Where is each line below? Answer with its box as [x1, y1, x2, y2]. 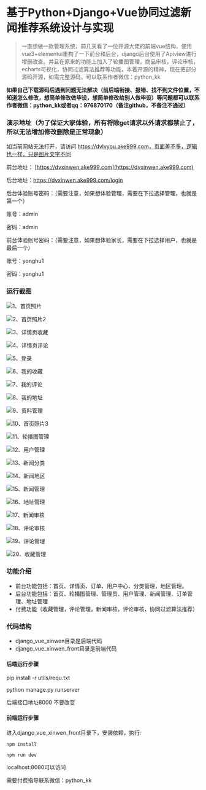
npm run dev [6, 752, 37, 758]
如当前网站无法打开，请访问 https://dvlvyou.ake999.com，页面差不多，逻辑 [6, 143, 197, 151]
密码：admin [6, 224, 39, 231]
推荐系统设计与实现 [17, 21, 115, 35]
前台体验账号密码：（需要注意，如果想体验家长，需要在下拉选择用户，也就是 [6, 237, 197, 244]
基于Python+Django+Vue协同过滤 [6, 6, 181, 20]
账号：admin [6, 210, 39, 218]
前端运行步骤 [6, 714, 39, 721]
